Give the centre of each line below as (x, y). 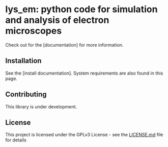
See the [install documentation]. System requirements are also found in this (84, 73)
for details (16, 140)
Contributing (26, 95)
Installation (23, 61)
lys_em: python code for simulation (81, 9)
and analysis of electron (57, 20)
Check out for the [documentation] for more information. (64, 45)
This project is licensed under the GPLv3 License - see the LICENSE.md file (84, 135)
